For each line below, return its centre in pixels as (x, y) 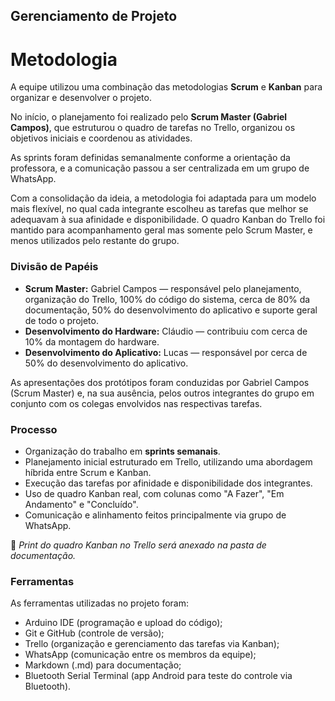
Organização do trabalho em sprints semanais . (122, 451)
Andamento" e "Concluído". (81, 504)
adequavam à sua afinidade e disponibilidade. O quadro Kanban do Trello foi (168, 220)
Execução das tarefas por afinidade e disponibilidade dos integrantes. (168, 483)
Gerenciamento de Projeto (94, 16)
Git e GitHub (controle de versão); (94, 633)
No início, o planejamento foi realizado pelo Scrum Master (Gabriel (149, 117)
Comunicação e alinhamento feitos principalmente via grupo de (155, 515)
